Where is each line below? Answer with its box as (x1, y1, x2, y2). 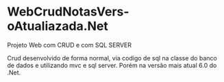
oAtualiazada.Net (7, 18, 108, 34)
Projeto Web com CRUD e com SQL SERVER (7, 41, 132, 49)
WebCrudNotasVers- (7, 4, 129, 20)
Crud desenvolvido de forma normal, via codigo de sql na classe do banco (7, 54, 217, 62)
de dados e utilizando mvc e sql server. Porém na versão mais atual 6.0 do (7, 61, 217, 69)
